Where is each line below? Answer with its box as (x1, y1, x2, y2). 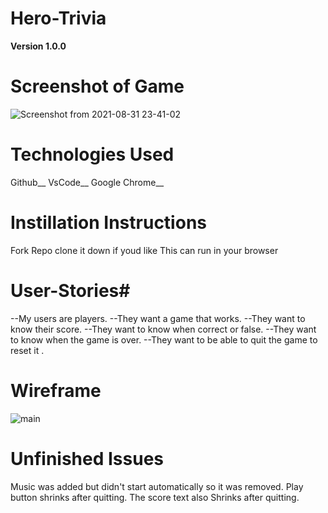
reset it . (10, 344, 45, 356)
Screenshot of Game (10, 75, 185, 98)
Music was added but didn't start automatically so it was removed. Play (10, 480, 304, 492)
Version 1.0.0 (10, 40, 67, 52)
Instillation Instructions (10, 212, 207, 234)
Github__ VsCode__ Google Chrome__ (10, 176, 165, 188)
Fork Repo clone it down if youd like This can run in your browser (10, 244, 279, 256)
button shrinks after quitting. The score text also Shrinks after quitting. (10, 491, 300, 503)
